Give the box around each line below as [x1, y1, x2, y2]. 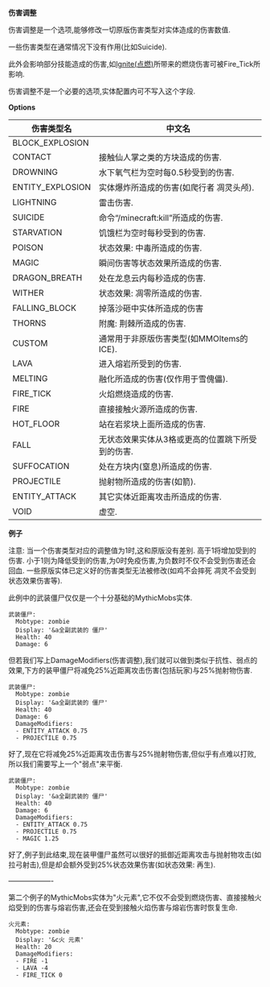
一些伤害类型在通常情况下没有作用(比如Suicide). [8, 42, 167, 52]
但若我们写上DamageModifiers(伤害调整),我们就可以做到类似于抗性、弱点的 [8, 656, 258, 665]
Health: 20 [15, 943, 52, 951]
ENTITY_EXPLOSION [12, 181, 92, 193]
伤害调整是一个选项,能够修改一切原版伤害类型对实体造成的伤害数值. [8, 25, 231, 35]
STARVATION [12, 227, 63, 238]
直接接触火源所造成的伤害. [99, 404, 198, 414]
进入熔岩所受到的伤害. [99, 359, 182, 369]
